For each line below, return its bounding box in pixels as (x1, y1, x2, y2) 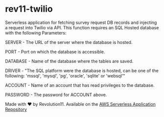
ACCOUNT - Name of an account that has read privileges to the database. (5, 82, 155, 88)
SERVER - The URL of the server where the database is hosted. (5, 39, 133, 45)
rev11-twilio (5, 3, 53, 15)
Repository (5, 106, 27, 112)
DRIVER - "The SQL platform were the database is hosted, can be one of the (5, 67, 159, 74)
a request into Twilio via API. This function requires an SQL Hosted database (5, 24, 159, 30)
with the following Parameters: (5, 30, 67, 36)
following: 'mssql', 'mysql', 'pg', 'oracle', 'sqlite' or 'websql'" (5, 73, 126, 78)
